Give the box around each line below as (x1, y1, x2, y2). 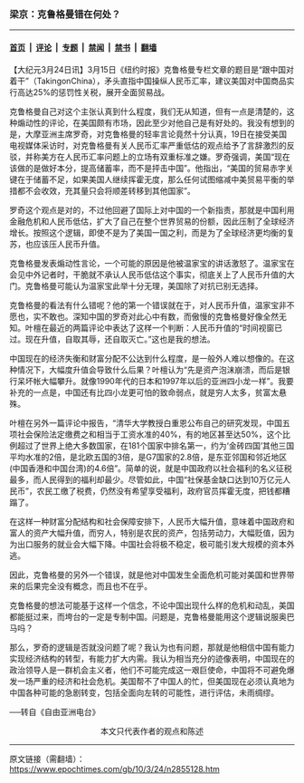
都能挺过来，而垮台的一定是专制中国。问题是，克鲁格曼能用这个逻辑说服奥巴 (9, 611, 295, 622)
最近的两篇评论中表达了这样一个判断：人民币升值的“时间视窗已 (48, 322, 283, 333)
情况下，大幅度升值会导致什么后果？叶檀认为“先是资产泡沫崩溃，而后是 (16, 364, 283, 375)
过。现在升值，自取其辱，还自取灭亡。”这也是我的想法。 (9, 333, 215, 344)
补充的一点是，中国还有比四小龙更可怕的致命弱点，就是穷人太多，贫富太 (9, 387, 279, 398)
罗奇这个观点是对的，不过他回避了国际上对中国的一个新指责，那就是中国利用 (9, 204, 295, 215)
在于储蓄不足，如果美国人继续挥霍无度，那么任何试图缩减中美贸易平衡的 (16, 174, 287, 185)
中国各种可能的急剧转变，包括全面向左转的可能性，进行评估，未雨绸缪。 (9, 687, 279, 698)
